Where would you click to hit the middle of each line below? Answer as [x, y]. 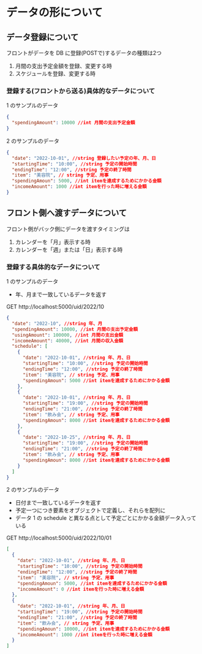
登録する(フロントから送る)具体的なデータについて [81, 91]
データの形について [54, 13]
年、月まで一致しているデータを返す [61, 295]
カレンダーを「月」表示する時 [53, 242]
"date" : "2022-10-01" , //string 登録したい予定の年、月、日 [84, 158]
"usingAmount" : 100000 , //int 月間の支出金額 [68, 335]
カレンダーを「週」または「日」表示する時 [69, 249]
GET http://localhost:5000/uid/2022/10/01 [59, 538]
